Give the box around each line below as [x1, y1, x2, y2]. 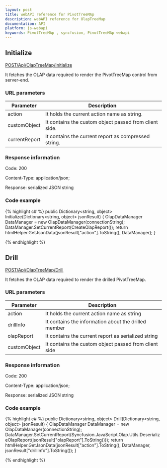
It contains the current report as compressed [45, 133, 150, 140]
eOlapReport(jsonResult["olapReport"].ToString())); [5, 437, 110, 443]
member [45, 324, 65, 331]
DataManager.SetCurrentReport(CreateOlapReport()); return [5, 224, 128, 230]
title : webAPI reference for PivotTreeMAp [5, 12, 94, 17]
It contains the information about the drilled [45, 318, 146, 325]
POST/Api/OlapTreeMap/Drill [5, 267, 64, 273]
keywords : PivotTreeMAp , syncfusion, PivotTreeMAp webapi [5, 30, 130, 35]
